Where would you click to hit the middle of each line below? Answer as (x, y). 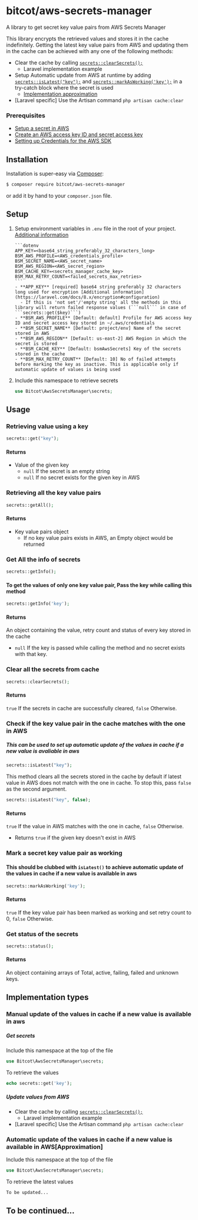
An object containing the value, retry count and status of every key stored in (98, 630)
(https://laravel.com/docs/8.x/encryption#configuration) (87, 297)
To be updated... (27, 1193)
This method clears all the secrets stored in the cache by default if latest (94, 776)
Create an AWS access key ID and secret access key (79, 135)
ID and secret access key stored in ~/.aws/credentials (85, 323)
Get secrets (21, 1035)
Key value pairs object (42, 532)
